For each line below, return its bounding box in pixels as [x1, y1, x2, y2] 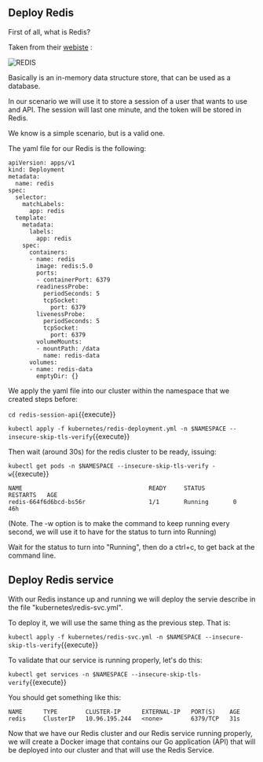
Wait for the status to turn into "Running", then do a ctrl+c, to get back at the [8, 542, 255, 551]
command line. [8, 550, 57, 560]
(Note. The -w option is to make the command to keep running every [8, 518, 230, 528]
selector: [15, 193, 47, 201]
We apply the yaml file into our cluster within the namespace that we [8, 385, 230, 396]
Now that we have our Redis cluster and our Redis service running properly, [8, 728, 253, 738]
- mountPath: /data [36, 344, 100, 352]
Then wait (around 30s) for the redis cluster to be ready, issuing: [8, 447, 217, 456]
